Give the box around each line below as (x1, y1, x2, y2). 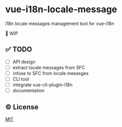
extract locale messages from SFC (12, 64, 85, 70)
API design (12, 59, 36, 65)
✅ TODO (5, 45, 32, 54)
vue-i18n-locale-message (5, 4, 117, 15)
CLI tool (12, 75, 29, 82)
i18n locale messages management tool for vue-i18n (5, 20, 114, 27)
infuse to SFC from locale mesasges (12, 70, 89, 76)
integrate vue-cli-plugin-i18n (12, 82, 73, 88)
